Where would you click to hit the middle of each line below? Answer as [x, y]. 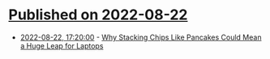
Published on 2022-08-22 [98, 15]
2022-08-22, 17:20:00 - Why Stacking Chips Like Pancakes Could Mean [141, 37]
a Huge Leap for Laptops [62, 45]
